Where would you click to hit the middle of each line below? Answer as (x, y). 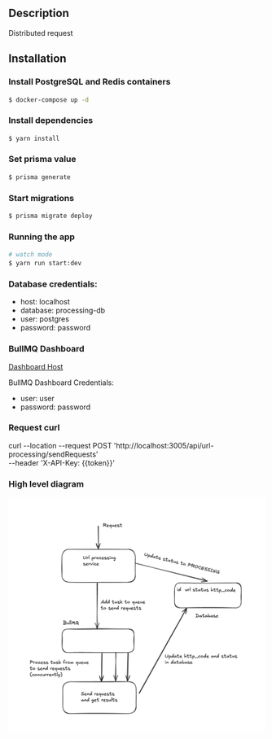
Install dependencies (51, 120)
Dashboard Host (36, 366)
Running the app (42, 237)
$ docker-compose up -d (49, 100)
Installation (37, 59)
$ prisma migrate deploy (50, 216)
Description (39, 13)
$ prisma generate (39, 177)
